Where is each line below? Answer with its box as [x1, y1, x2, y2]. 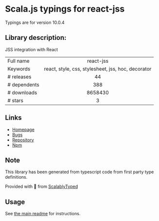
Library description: [5, 34, 67, 42]
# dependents [7, 81, 40, 88]
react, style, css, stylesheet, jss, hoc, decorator [44, 65, 152, 72]
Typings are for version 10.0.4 [5, 19, 65, 25]
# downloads [7, 89, 37, 96]
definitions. [5, 174, 28, 180]
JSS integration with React [5, 46, 58, 52]
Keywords [7, 65, 31, 72]
